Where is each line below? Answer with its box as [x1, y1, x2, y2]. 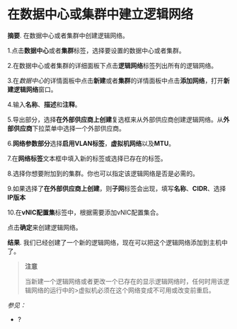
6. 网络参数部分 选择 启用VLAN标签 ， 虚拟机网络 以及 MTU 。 [7, 139, 175, 147]
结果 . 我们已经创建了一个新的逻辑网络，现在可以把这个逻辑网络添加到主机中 [7, 238, 228, 246]
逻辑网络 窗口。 [13, 85, 57, 93]
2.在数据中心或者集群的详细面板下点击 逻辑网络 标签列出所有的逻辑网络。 [7, 61, 218, 69]
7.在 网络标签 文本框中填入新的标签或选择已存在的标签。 [7, 154, 168, 163]
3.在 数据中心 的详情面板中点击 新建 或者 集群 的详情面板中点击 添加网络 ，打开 [7, 76, 224, 85]
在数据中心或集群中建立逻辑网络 [7, 6, 194, 23]
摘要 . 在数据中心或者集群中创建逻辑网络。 [7, 31, 129, 40]
